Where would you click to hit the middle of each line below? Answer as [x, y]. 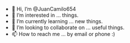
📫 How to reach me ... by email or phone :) [63, 34]
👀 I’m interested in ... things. [45, 15]
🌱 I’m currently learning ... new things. [57, 21]
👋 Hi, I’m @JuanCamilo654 [44, 9]
